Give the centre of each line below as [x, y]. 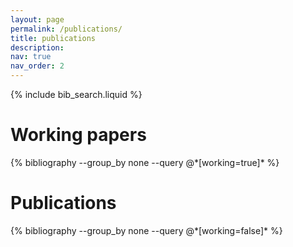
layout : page [37, 19]
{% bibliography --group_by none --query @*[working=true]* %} [145, 162]
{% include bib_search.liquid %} [76, 94]
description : [37, 47]
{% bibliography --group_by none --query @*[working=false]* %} [146, 230]
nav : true [31, 57]
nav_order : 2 [37, 66]
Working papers [78, 135]
